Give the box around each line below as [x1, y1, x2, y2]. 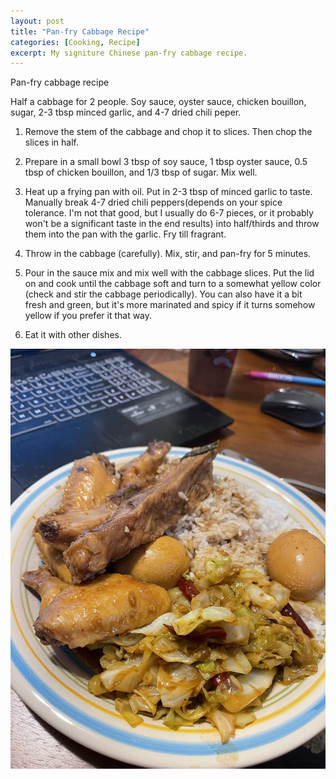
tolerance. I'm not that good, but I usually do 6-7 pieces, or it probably [24, 207, 314, 219]
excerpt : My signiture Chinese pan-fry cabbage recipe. [10, 48, 248, 58]
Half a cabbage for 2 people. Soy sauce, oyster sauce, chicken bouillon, [10, 96, 307, 108]
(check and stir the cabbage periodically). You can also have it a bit [24, 288, 303, 300]
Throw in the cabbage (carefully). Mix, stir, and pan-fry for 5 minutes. [24, 248, 312, 260]
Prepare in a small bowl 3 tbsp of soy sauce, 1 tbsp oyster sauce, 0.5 [24, 156, 308, 168]
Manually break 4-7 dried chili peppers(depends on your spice [24, 196, 283, 209]
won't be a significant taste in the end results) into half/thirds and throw [24, 218, 320, 230]
